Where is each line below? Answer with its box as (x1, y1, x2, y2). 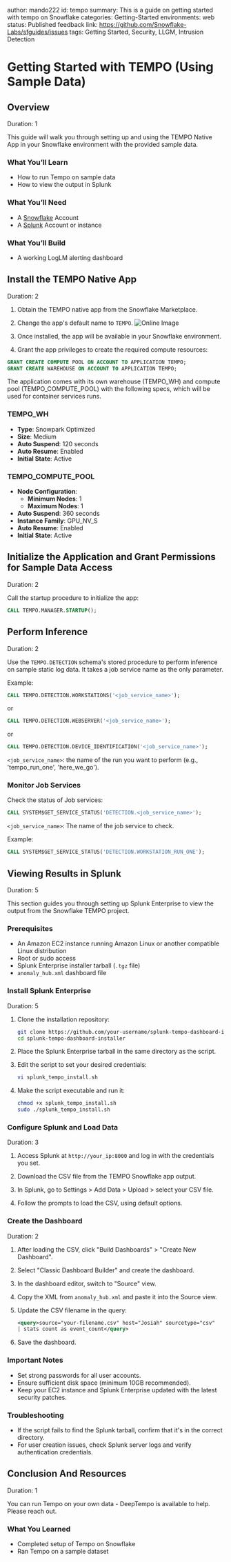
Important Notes (7, 1355, 63, 1365)
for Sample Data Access (7, 562, 113, 574)
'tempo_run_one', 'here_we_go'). (7, 763, 99, 772)
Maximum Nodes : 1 (27, 502, 84, 510)
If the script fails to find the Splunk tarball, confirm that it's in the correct (17, 1425, 223, 1434)
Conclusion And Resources (7, 1468, 127, 1480)
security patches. (17, 1393, 67, 1401)
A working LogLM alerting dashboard (17, 253, 123, 261)
